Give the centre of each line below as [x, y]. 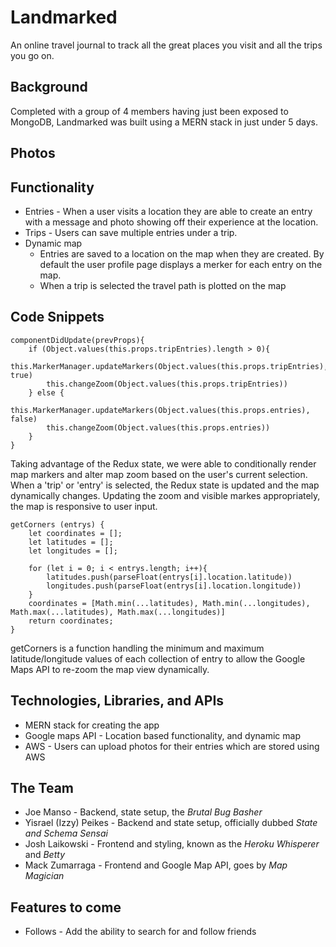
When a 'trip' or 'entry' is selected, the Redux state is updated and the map [165, 485]
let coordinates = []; [75, 533]
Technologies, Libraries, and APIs [117, 701]
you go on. [32, 55]
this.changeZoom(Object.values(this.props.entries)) [158, 427]
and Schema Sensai [66, 833]
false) [24, 419]
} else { [46, 392]
